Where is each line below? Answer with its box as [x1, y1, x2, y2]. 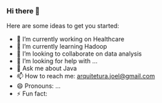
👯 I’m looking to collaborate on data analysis [16, 49, 142, 58]
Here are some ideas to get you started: [6, 22, 120, 30]
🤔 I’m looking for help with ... [16, 57, 98, 65]
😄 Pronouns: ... [16, 82, 61, 90]
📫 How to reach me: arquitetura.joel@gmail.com [16, 72, 156, 80]
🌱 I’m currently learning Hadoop [16, 43, 108, 51]
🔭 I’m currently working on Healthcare [16, 35, 125, 43]
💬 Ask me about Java [16, 65, 77, 73]
